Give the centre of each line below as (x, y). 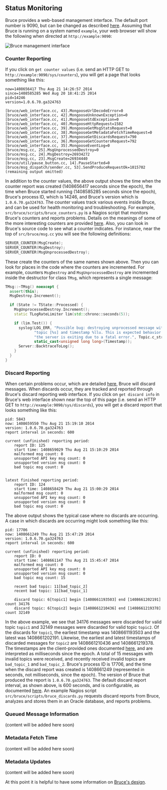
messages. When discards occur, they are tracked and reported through (79, 389)
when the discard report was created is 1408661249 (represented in (75, 670)
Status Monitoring (34, 8)
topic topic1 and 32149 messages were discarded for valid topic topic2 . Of (82, 627)
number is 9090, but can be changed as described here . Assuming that (78, 25)
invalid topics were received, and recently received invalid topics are (75, 659)
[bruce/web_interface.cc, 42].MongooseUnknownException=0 (66, 115)
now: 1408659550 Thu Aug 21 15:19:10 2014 (50, 424)
